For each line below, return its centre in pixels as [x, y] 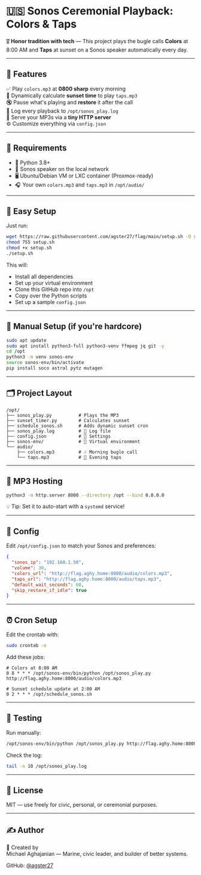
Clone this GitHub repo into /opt [54, 289]
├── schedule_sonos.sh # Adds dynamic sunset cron [77, 426]
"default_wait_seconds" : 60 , [48, 585]
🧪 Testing [24, 718]
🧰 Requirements [36, 148]
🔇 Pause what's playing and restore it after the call [70, 102]
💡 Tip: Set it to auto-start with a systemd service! [66, 506]
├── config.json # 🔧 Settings [59, 436]
